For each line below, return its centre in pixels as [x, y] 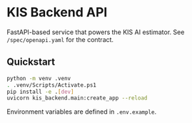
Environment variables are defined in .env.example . [82, 112]
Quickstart [31, 62]
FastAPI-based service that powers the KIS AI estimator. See [96, 32]
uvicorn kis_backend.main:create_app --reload [77, 98]
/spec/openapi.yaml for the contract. [60, 39]
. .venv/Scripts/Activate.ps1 [52, 85]
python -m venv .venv [39, 78]
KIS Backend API [57, 12]
